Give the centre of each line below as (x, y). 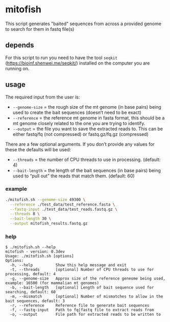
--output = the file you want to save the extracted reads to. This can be (88, 129)
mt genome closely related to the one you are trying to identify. (79, 123)
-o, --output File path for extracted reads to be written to (85, 315)
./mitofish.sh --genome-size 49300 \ (45, 199)
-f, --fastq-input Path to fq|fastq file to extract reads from (82, 310)
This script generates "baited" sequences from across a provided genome (83, 24)
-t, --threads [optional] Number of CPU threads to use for (82, 270)
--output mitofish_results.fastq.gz (49, 224)
